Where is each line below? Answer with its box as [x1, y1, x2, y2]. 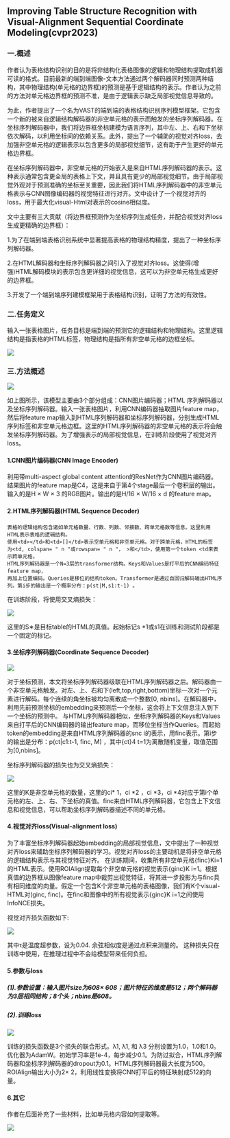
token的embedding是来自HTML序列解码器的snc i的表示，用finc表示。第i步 [7, 729, 218, 737]
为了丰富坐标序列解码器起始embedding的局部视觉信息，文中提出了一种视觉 [7, 839, 219, 847]
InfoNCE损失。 [7, 899, 49, 907]
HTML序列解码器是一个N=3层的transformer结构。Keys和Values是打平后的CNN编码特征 [7, 560, 220, 567]
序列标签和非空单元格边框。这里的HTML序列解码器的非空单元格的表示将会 [7, 422, 217, 430]
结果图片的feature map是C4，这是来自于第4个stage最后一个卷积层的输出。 [7, 481, 219, 489]
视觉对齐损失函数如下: [7, 914, 70, 922]
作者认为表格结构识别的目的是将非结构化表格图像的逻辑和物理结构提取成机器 [7, 65, 223, 74]
